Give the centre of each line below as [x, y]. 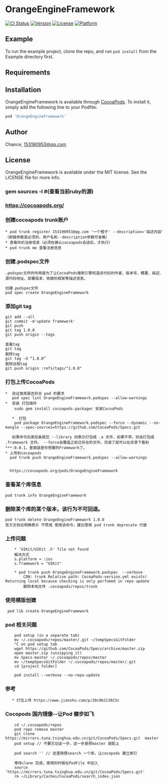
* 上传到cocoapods [23, 453]
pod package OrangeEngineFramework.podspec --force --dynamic [81, 423]
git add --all [20, 317]
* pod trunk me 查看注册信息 [33, 248]
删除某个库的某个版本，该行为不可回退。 [54, 509]
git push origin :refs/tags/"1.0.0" [44, 369]
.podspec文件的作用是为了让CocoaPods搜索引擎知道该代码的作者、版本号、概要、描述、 [84, 273]
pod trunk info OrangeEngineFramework [46, 495]
